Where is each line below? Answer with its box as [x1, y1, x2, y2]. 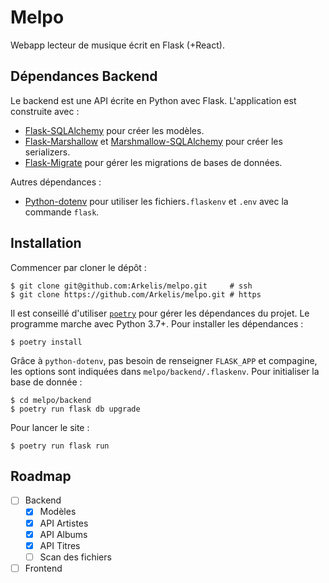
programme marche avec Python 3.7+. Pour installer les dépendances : [10, 317, 304, 330]
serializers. [24, 146, 71, 158]
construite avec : [10, 105, 80, 117]
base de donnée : [10, 376, 83, 388]
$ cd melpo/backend [10, 395, 92, 405]
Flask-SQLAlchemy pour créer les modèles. [24, 124, 205, 136]
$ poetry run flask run [10, 441, 110, 451]
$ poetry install [10, 337, 83, 347]
